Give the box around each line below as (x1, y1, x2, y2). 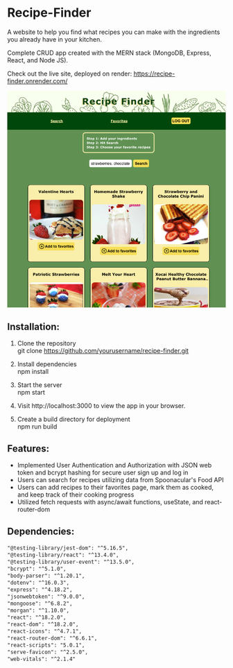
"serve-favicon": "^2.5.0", (7, 649, 89, 656)
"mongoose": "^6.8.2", (7, 600, 73, 608)
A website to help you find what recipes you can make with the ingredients (7, 28, 221, 36)
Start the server (17, 381, 62, 389)
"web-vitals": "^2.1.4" (7, 656, 76, 663)
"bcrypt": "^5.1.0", (7, 565, 67, 573)
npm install (17, 368, 49, 376)
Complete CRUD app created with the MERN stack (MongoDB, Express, (7, 49, 212, 57)
